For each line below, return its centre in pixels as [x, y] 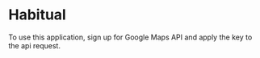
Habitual [37, 15]
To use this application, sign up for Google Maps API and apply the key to [130, 37]
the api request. [34, 45]
